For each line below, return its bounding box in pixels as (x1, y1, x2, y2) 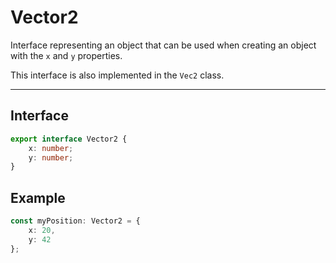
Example (10, 189, 66, 206)
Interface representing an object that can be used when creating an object (10, 39, 317, 51)
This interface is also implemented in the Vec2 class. (10, 69, 225, 81)
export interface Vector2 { (10, 134, 128, 144)
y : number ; (28, 152, 74, 163)
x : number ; (28, 143, 74, 153)
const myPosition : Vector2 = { (10, 216, 141, 226)
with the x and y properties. (10, 49, 123, 61)
